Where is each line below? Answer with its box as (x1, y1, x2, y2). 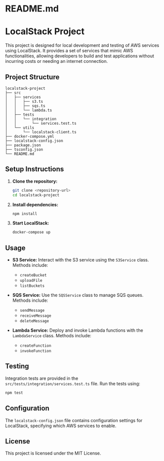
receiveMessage (19, 313, 51, 318)
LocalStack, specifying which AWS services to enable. (5, 423, 117, 429)
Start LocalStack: (12, 220, 50, 226)
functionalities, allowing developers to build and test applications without (5, 53, 155, 59)
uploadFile (19, 278, 43, 283)
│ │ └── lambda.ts (5, 108, 52, 113)
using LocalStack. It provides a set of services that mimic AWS (5, 48, 133, 54)
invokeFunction (19, 349, 51, 354)
